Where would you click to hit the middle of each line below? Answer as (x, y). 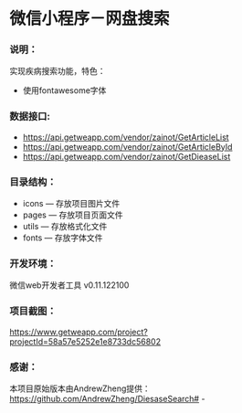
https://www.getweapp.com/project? (79, 332)
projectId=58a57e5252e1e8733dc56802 (85, 341)
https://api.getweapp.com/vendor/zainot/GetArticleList (126, 137)
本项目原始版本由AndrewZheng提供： (80, 388)
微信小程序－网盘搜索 (90, 19)
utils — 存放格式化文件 (65, 227)
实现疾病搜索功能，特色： (58, 71)
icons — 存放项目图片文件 (71, 204)
